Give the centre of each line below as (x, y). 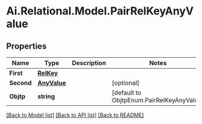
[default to (127, 93)
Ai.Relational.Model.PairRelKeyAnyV (100, 11)
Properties (26, 46)
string (46, 96)
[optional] (126, 83)
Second (20, 83)
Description (89, 63)
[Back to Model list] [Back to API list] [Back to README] (75, 115)
